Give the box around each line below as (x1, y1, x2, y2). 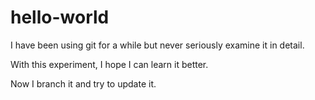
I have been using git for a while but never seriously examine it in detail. (10, 39, 305, 51)
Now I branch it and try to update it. (10, 77, 157, 90)
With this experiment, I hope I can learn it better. (10, 58, 209, 70)
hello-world (10, 6, 110, 29)
